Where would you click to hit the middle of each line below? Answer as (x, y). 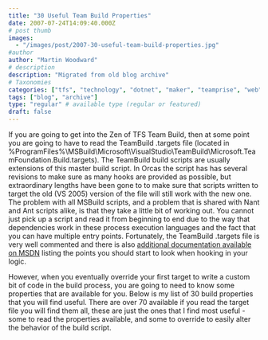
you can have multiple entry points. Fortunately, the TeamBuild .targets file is (134, 236)
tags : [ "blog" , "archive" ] (53, 97)
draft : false (30, 112)
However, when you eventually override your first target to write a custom (129, 277)
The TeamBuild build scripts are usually (166, 160)
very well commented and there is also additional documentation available (130, 244)
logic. (17, 261)
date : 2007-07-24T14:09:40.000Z (62, 23)
